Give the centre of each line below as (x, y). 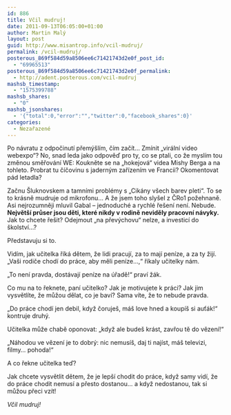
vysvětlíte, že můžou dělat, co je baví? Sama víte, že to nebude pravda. (108, 295)
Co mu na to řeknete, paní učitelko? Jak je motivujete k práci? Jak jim (105, 288)
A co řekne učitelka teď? (42, 363)
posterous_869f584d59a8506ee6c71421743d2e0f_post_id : (86, 58)
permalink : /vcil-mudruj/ (44, 52)
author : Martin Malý (37, 33)
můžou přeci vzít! (32, 391)
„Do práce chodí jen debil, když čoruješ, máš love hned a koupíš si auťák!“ (112, 309)
